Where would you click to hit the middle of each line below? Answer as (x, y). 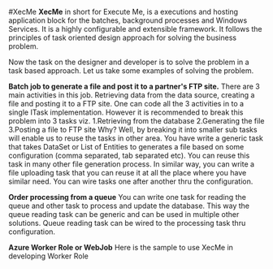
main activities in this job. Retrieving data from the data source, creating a (132, 95)
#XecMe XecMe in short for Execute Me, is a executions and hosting (123, 12)
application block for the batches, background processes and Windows (128, 20)
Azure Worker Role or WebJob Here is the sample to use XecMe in (121, 247)
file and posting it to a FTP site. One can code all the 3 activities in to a (126, 104)
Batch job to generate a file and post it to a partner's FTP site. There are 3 (134, 86)
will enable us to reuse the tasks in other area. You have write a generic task (136, 138)
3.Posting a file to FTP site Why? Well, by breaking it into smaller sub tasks (133, 130)
